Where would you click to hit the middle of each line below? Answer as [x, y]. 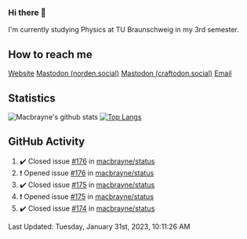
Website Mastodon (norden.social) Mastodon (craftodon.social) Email [120, 73]
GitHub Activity [47, 142]
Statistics [32, 98]
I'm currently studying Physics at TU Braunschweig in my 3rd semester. [123, 30]
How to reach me [50, 54]
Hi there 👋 [27, 13]
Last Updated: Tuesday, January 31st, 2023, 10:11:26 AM [99, 226]
